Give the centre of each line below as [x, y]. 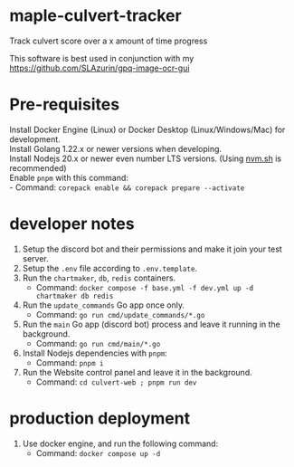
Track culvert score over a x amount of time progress [109, 41]
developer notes [72, 224]
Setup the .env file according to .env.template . [109, 268]
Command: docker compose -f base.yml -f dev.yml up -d [145, 287]
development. [35, 139]
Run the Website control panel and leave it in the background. [137, 372]
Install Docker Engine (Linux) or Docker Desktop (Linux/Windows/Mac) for [147, 129]
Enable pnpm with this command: [69, 177]
